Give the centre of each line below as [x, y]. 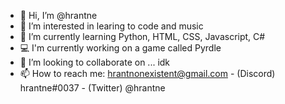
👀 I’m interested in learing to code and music [111, 26]
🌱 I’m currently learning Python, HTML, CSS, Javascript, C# [142, 36]
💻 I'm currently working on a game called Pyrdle [120, 48]
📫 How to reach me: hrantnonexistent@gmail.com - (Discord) [147, 73]
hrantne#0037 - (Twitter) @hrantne [92, 88]
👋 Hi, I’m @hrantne [58, 15]
